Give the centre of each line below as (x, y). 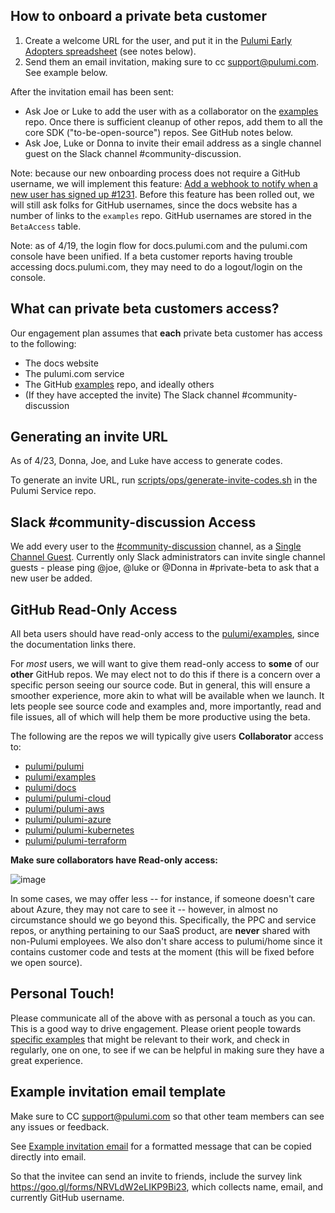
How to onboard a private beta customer (138, 16)
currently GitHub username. (67, 1197)
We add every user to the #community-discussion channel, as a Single (156, 546)
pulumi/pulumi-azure (68, 820)
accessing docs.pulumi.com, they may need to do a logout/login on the (156, 266)
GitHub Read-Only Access (94, 609)
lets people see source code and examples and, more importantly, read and (166, 706)
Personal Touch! (62, 994)
